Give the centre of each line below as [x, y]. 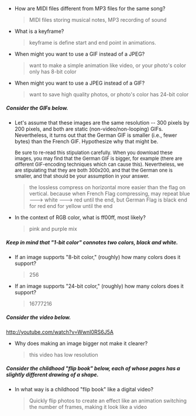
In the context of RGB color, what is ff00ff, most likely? [80, 217]
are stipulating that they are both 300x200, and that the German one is [93, 170]
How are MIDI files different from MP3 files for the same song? [90, 9]
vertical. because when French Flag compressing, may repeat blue [109, 193]
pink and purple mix [53, 229]
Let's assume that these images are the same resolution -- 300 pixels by [102, 122]
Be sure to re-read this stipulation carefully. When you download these [94, 152]
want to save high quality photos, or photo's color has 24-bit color [109, 94]
